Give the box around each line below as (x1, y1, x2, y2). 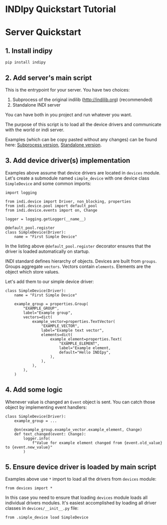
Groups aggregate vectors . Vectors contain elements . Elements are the (5, 263, 151, 270)
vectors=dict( (23, 314, 53, 320)
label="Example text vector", (41, 328, 104, 333)
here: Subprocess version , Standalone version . (5, 142, 102, 148)
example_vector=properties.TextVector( (32, 319, 115, 324)
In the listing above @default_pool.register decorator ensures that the (5, 243, 151, 249)
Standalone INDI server (12, 102, 61, 108)
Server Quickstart (5, 27, 81, 38)
